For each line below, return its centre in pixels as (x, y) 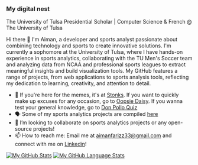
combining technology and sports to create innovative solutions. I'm (89, 46)
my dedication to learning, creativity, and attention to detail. (79, 83)
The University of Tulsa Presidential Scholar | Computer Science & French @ (99, 22)
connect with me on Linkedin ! (51, 144)
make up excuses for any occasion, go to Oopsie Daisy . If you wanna (99, 101)
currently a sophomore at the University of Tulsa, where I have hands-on (95, 52)
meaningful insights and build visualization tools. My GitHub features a (92, 71)
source (23, 129)
